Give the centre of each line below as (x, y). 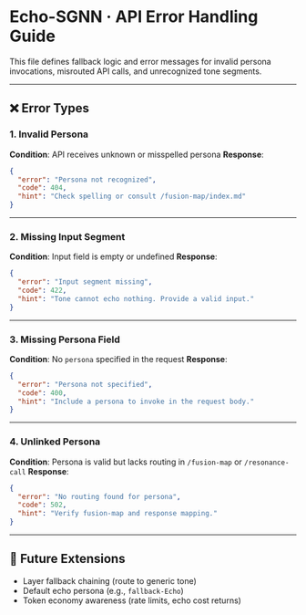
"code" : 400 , (42, 393)
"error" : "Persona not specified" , (85, 384)
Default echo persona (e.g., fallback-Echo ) (103, 590)
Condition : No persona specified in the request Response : (118, 359)
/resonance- (267, 463)
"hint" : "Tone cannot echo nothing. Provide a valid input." (136, 298)
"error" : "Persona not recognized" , (87, 180)
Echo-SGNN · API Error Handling (134, 17)
